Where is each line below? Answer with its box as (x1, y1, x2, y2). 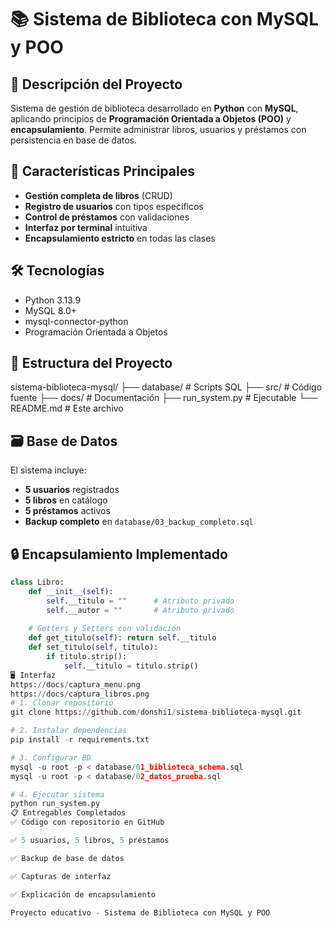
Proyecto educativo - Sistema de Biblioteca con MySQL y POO (10, 907, 271, 918)
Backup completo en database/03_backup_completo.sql (24, 516, 254, 528)
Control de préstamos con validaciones (24, 211, 190, 223)
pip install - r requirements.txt (10, 735, 150, 745)
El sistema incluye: (10, 464, 87, 476)
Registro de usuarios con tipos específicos (24, 200, 204, 212)
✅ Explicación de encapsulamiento (10, 889, 156, 900)
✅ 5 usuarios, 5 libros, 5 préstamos (10, 836, 170, 846)
